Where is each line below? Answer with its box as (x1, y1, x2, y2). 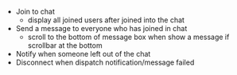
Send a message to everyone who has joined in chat (15, 24, 188, 33)
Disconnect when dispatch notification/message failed (15, 57, 195, 67)
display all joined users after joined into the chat (27, 15, 185, 25)
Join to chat (15, 7, 56, 16)
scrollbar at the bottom (27, 41, 103, 50)
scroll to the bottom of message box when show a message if (27, 32, 230, 41)
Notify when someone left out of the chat (15, 49, 151, 58)
